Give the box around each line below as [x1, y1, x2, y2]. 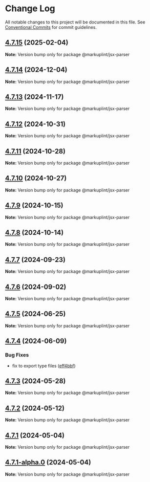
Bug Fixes [5, 351, 29, 358]
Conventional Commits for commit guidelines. [5, 24, 97, 30]
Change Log [5, 3, 55, 14]
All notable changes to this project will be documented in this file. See [5, 19, 146, 25]
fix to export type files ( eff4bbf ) [12, 363, 76, 369]
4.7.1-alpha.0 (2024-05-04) [5, 458, 91, 467]
